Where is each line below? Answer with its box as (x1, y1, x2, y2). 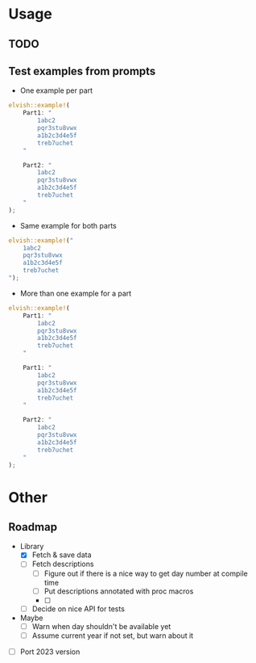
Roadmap (8, 520, 58, 534)
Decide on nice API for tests (31, 603, 125, 614)
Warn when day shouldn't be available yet (31, 621, 171, 631)
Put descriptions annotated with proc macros (43, 586, 194, 596)
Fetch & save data (31, 550, 92, 560)
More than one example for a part (19, 288, 132, 298)
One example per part (19, 86, 93, 95)
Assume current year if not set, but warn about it (31, 631, 194, 640)
